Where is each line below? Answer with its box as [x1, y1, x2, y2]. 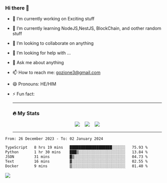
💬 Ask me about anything [12, 60, 64, 66]
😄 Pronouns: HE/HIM [12, 81, 56, 87]
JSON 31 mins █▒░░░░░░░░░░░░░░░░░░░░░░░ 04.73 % [5, 154, 148, 160]
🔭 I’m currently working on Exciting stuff [12, 16, 94, 22]
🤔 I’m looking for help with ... [12, 50, 71, 56]
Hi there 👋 [5, 4, 30, 11]
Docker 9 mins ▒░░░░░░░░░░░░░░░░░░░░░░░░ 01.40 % [5, 164, 148, 169]
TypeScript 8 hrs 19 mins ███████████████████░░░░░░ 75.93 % [5, 145, 148, 150]
